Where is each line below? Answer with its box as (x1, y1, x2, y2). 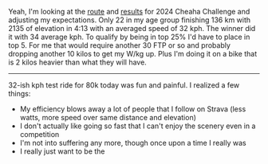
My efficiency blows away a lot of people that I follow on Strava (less (19, 104, 246, 114)
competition (19, 130, 60, 139)
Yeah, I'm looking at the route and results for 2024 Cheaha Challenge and (8, 7, 250, 16)
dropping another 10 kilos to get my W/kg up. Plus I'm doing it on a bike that (8, 49, 258, 58)
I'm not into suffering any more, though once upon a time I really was (19, 139, 246, 147)
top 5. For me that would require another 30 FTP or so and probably (8, 41, 231, 50)
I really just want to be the (19, 146, 105, 156)
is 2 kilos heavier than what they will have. (8, 57, 148, 67)
